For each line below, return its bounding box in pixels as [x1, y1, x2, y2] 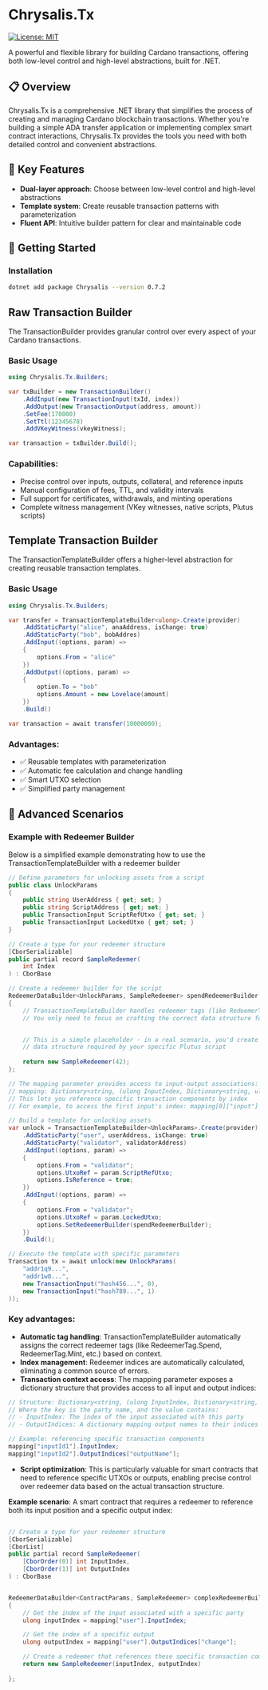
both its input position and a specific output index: [8, 1505, 173, 1515]
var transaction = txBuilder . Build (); [8, 439, 137, 447]
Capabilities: [8, 459, 58, 470]
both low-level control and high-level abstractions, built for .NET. [8, 56, 221, 66]
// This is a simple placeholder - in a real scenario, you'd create [22, 1035, 259, 1043]
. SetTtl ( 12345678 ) [22, 418, 84, 426]
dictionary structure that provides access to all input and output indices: [19, 1383, 257, 1392]
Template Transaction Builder [8, 534, 158, 547]
